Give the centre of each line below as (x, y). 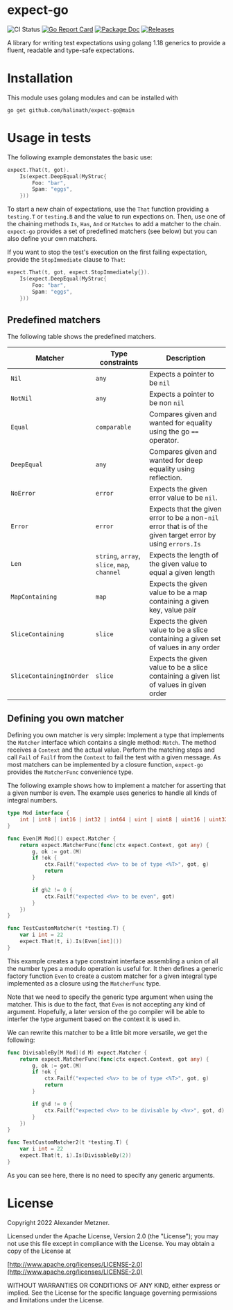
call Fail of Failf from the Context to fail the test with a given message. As (114, 757)
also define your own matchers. (52, 239)
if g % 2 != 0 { (52, 890)
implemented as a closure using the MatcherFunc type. (84, 983)
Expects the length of (184, 555)
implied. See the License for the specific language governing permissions (112, 1293)
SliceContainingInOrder (50, 676)
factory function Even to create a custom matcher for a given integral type (112, 976)
